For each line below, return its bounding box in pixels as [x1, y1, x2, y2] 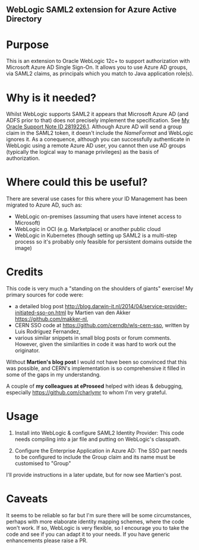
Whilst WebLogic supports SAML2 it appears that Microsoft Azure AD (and [6, 110, 189, 118]
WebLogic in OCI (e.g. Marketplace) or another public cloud [14, 226, 161, 233]
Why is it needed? [6, 91, 97, 105]
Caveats [6, 492, 48, 505]
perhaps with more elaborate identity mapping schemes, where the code [6, 518, 184, 525]
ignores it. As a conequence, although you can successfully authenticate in [6, 136, 190, 143]
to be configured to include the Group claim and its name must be [14, 454, 176, 461]
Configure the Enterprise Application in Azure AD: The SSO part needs [14, 447, 188, 454]
